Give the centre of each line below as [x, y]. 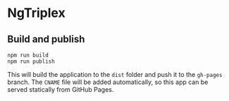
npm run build [28, 55]
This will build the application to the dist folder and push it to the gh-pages [115, 75]
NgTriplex [36, 13]
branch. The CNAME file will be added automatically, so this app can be [108, 82]
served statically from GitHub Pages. [61, 89]
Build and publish [46, 39]
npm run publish [31, 61]
